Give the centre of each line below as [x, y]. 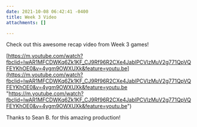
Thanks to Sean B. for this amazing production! [64, 118]
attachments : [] [26, 22]
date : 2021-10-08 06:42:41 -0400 [47, 12]
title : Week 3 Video [32, 17]
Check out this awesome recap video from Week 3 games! [77, 44]
